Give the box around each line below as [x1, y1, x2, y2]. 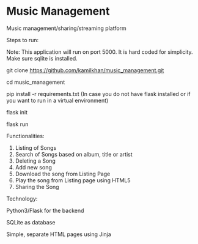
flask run [6, 120, 29, 128]
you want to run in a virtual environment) [6, 97, 109, 104]
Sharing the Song [15, 183, 59, 190]
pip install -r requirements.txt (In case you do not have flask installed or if [6, 90, 191, 97]
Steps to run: [6, 36, 39, 43]
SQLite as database [6, 218, 56, 226]
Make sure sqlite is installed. [6, 54, 78, 62]
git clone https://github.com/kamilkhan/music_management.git [6, 66, 164, 74]
